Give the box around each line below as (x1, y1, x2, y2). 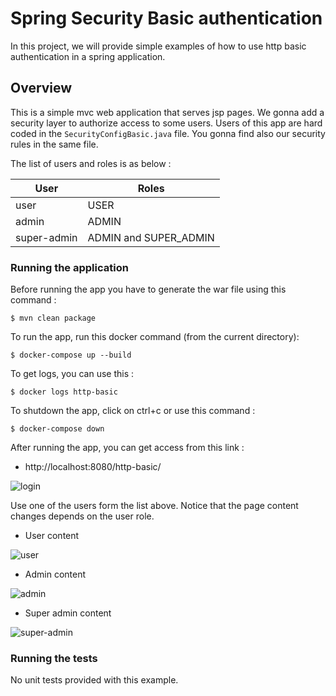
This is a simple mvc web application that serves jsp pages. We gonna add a (10, 106, 325, 118)
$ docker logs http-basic (10, 387, 118, 397)
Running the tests (10, 651, 98, 665)
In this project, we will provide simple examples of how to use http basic (10, 40, 307, 52)
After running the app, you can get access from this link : (10, 442, 245, 454)
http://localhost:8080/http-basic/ (24, 461, 162, 473)
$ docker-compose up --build (10, 350, 132, 361)
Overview (10, 80, 73, 97)
